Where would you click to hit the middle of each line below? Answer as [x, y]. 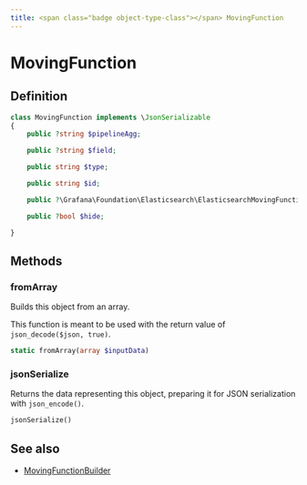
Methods [36, 261]
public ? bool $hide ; [66, 216]
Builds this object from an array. [70, 307]
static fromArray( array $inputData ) [80, 351]
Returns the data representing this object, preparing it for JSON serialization [153, 394]
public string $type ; [67, 167]
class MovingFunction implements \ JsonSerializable [110, 117]
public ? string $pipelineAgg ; [84, 134]
